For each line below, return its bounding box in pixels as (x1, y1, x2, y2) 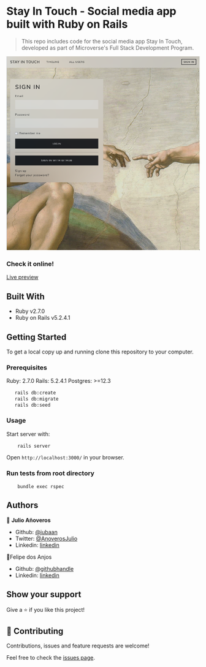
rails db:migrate (14, 396, 59, 402)
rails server (17, 443, 51, 449)
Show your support (6, 589, 82, 600)
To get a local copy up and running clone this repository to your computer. (6, 348, 194, 356)
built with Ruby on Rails (6, 17, 128, 31)
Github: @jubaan (15, 528, 58, 535)
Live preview (6, 274, 39, 281)
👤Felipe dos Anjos (6, 553, 52, 560)
